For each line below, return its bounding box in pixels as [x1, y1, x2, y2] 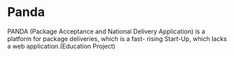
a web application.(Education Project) [7, 42, 116, 50]
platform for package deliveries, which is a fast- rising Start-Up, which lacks [7, 34, 228, 42]
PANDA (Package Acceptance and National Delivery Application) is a [7, 27, 205, 35]
